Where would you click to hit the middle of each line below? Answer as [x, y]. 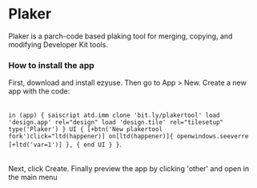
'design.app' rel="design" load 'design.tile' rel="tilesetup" [116, 122]
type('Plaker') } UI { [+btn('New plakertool [85, 129]
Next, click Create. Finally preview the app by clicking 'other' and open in [129, 169]
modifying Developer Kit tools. [58, 44]
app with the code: [39, 91]
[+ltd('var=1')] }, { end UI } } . [65, 144]
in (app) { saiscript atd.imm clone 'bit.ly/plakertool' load [114, 115]
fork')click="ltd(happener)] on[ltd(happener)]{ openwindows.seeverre [128, 136]
